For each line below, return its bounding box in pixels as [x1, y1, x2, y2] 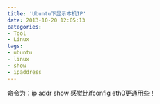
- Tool [7, 29, 26, 37]
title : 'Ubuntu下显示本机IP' [7, 10, 87, 17]
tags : [7, 43, 23, 50]
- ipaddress [7, 68, 42, 75]
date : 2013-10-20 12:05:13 [7, 17, 86, 24]
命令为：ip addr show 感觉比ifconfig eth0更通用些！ [7, 89, 157, 97]
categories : [7, 23, 42, 30]
